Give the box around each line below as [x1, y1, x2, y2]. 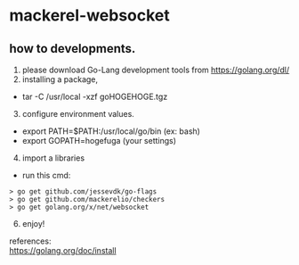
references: [9, 236, 52, 246]
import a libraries [21, 153, 85, 163]
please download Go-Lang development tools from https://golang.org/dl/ [21, 64, 290, 75]
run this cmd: [21, 170, 71, 180]
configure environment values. [21, 109, 135, 119]
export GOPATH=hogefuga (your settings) [21, 136, 176, 145]
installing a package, [21, 74, 99, 85]
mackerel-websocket [9, 5, 171, 26]
